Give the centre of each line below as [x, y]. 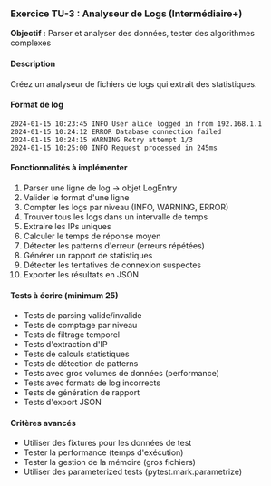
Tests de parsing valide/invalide [83, 316]
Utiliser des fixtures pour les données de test [107, 443]
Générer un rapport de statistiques [88, 255]
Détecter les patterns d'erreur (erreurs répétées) [114, 245]
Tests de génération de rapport [82, 393]
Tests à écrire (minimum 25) [64, 295]
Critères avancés [43, 423]
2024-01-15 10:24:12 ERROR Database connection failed [116, 131]
